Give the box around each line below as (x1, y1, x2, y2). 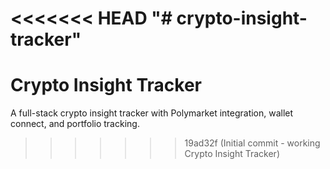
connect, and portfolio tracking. (10, 118, 140, 130)
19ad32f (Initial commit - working (184, 137, 321, 149)
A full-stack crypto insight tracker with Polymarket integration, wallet (10, 107, 294, 119)
